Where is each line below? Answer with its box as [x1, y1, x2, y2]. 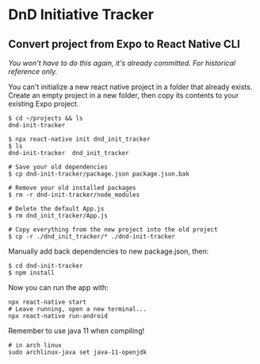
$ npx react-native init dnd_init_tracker [8, 135, 151, 143]
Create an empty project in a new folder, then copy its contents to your [8, 91, 239, 100]
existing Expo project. [8, 99, 79, 108]
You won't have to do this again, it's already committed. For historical [8, 58, 236, 68]
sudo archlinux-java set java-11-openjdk [8, 348, 147, 356]
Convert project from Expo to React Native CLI [8, 37, 240, 51]
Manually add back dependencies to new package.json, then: [8, 246, 209, 256]
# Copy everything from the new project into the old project [8, 226, 218, 234]
